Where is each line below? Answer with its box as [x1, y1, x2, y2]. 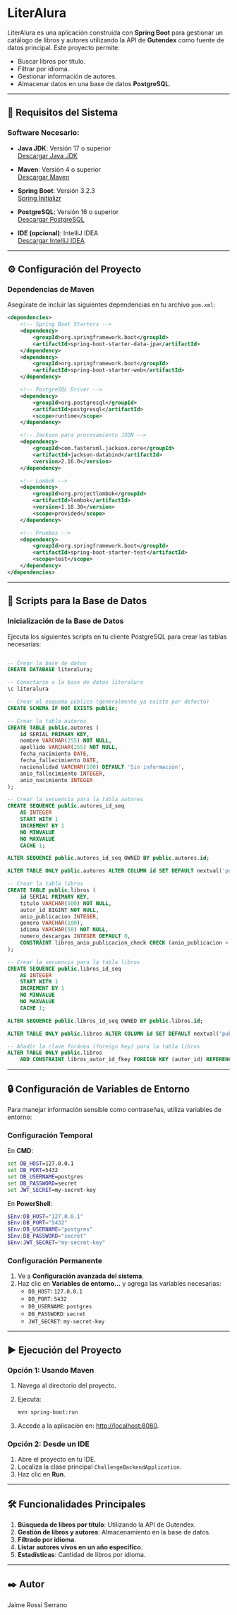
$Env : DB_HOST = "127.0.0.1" [7, 1213, 83, 1220]
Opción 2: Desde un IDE [7, 1439, 90, 1449]
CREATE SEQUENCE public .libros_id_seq [7, 965, 121, 972]
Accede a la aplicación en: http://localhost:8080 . [17, 1421, 159, 1430]
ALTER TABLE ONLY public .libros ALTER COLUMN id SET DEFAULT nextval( [7, 1030, 219, 1037]
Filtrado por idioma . [17, 1535, 76, 1544]
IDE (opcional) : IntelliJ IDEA [17, 228, 99, 237]
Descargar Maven [17, 172, 70, 181]
